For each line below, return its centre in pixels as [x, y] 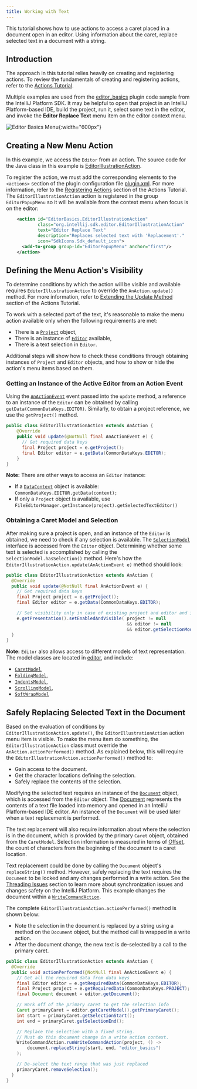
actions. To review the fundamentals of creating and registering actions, [93, 79]
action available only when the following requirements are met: [82, 321]
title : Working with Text [38, 11]
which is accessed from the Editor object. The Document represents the [94, 799]
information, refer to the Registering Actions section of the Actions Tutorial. [97, 190]
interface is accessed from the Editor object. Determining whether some [94, 546]
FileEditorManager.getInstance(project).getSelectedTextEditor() [96, 506]
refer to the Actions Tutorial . [40, 86]
